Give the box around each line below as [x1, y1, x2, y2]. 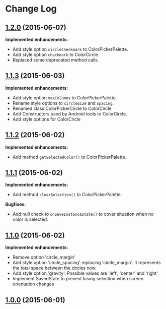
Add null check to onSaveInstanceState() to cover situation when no [12, 211, 154, 217]
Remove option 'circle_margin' [12, 254, 75, 260]
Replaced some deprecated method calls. [12, 57, 99, 63]
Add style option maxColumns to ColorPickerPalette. [12, 94, 117, 101]
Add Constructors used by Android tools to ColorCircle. [12, 110, 127, 116]
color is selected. [12, 216, 49, 222]
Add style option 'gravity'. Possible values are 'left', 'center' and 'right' [12, 270, 158, 276]
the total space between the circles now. [12, 265, 97, 271]
